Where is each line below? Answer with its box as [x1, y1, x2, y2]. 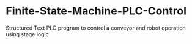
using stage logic [6, 30, 50, 37]
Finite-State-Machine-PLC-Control [6, 4, 187, 18]
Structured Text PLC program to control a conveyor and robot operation [6, 24, 186, 31]
